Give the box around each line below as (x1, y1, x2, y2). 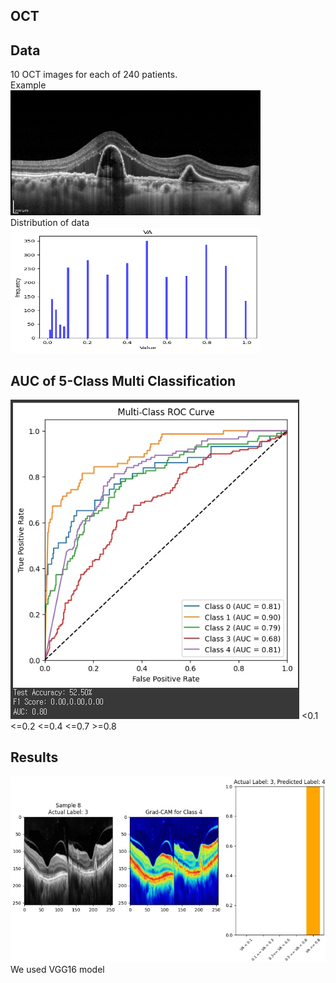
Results (10, 749, 59, 766)
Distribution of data (10, 217, 90, 229)
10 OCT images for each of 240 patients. (10, 69, 178, 81)
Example (10, 79, 47, 91)
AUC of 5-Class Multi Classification (10, 372, 237, 389)
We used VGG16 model (10, 964, 105, 976)
